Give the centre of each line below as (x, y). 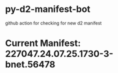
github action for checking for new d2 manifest (53, 23)
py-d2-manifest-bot (48, 9)
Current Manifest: (43, 43)
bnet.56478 (30, 65)
